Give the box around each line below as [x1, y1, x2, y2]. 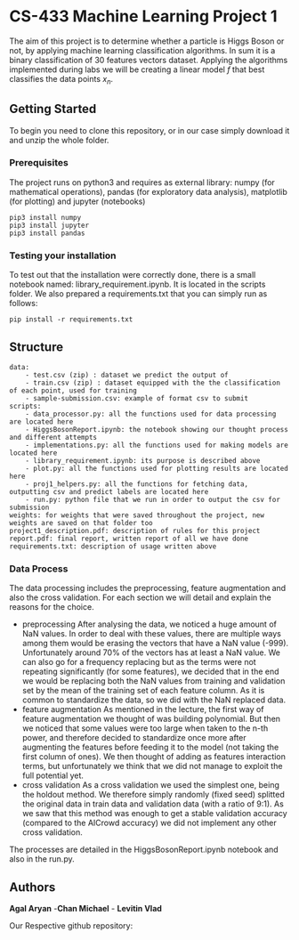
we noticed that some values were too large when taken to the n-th [21, 723, 269, 733]
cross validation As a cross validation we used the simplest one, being [21, 780, 280, 790]
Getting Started [9, 101, 97, 117]
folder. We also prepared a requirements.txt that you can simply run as [9, 288, 268, 299]
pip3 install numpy [9, 213, 82, 222]
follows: [9, 298, 38, 309]
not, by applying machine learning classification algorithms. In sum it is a [9, 45, 276, 55]
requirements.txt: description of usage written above [9, 541, 217, 551]
